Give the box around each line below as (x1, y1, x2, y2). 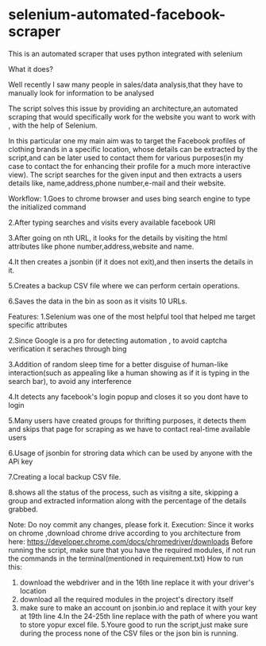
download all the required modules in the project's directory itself (19, 594, 234, 604)
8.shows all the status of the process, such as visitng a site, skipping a (8, 487, 239, 497)
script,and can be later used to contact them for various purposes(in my (8, 153, 244, 162)
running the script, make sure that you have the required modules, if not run (8, 545, 256, 554)
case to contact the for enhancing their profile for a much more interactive (8, 161, 251, 170)
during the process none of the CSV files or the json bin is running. (19, 628, 239, 638)
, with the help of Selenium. (8, 120, 98, 130)
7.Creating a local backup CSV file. (8, 472, 121, 481)
